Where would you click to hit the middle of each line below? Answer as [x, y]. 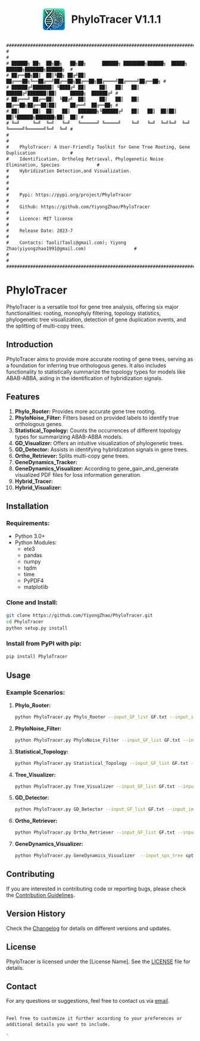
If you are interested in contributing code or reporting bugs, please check [96, 889]
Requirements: [28, 523]
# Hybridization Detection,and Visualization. [69, 171]
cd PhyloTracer [25, 622]
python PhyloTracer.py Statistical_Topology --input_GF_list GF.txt [101, 763]
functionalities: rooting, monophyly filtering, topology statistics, [84, 313]
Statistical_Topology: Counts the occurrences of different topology [98, 430]
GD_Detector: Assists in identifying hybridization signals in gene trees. [101, 449]
